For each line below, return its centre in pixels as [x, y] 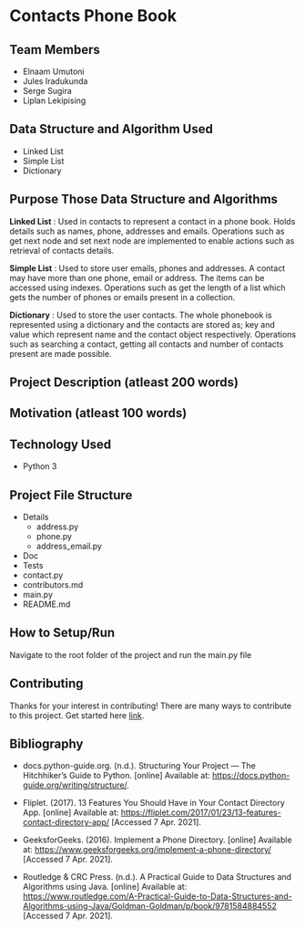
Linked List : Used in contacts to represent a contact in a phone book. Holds [152, 221]
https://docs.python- [251, 776]
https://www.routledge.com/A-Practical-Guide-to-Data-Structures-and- [158, 896]
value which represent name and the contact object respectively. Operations [153, 334]
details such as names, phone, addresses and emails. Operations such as [147, 231]
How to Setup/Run [62, 633]
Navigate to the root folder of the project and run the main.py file [131, 654]
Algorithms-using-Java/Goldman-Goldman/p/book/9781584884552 [150, 906]
